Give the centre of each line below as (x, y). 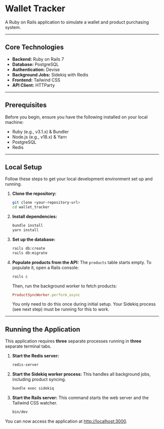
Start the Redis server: (36, 356)
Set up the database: (34, 239)
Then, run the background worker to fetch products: (64, 286)
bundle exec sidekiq (33, 388)
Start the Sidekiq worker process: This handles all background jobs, (81, 374)
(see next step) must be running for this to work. (61, 310)
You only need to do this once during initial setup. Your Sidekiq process (84, 304)
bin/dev (20, 412)
